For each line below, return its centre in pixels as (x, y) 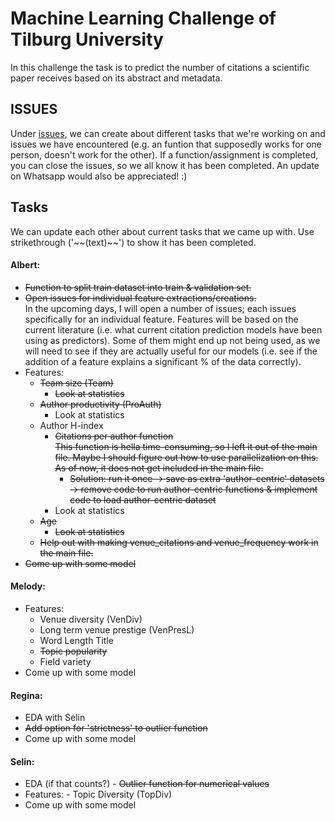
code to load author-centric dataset (143, 499)
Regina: (26, 695)
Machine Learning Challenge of (143, 18)
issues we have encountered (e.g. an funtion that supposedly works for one (166, 144)
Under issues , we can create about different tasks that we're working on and (168, 133)
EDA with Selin (55, 718)
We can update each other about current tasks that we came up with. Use (162, 231)
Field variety (65, 661)
